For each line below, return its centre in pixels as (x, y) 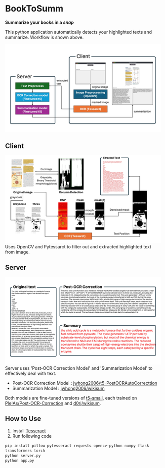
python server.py (23, 456)
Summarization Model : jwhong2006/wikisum (58, 388)
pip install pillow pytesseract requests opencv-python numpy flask (77, 446)
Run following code (32, 436)
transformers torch (25, 451)
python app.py (20, 461)
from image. (18, 252)
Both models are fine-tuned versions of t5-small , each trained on (71, 398)
